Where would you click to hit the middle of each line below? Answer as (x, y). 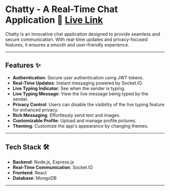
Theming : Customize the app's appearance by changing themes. (80, 126)
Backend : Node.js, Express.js (43, 162)
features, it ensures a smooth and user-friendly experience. (67, 44)
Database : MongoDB (35, 178)
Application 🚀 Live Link (54, 20)
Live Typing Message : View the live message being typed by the (80, 93)
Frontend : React (30, 172)
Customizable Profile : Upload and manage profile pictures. (74, 120)
